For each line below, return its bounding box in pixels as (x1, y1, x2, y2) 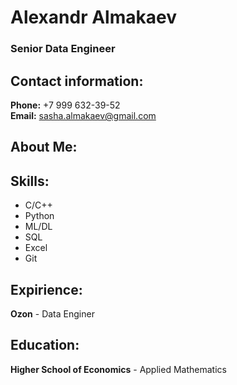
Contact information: (10, 72, 144, 90)
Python (24, 210, 55, 222)
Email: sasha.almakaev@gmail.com (10, 109, 157, 121)
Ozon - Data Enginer (10, 307, 95, 320)
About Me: (10, 139, 78, 156)
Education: (10, 337, 80, 354)
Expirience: (10, 281, 83, 298)
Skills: (10, 172, 50, 190)
